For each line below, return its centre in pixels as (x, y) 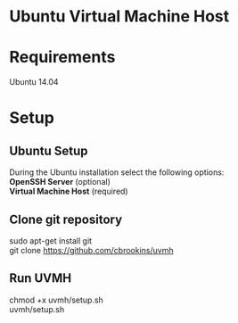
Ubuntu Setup (49, 150)
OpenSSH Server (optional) (60, 182)
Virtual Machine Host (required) (69, 191)
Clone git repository (66, 219)
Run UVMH (41, 278)
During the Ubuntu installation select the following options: (117, 172)
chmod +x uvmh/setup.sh (57, 300)
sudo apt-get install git (50, 240)
